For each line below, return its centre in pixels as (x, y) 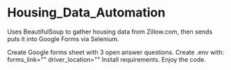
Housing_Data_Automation (86, 13)
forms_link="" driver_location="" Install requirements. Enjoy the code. (106, 59)
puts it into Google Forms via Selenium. (63, 38)
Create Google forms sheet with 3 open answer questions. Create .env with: (115, 52)
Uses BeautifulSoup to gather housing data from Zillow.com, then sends (110, 32)
